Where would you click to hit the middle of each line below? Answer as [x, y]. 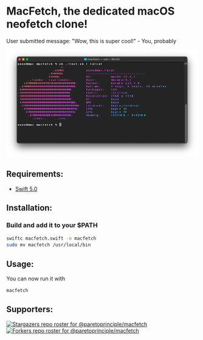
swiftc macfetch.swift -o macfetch [51, 238]
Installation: [29, 208]
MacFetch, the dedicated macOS [91, 11]
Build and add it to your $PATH [52, 225]
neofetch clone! [47, 24]
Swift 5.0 [26, 189]
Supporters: [30, 309]
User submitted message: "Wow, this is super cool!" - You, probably [91, 41]
